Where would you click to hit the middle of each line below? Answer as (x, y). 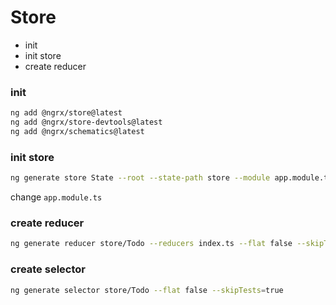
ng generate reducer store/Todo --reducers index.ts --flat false (151, 244)
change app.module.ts (56, 197)
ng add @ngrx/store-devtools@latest (86, 122)
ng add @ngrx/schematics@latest (77, 131)
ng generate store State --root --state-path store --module (140, 178)
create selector (48, 269)
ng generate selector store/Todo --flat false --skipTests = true (147, 290)
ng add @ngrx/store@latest (66, 113)
